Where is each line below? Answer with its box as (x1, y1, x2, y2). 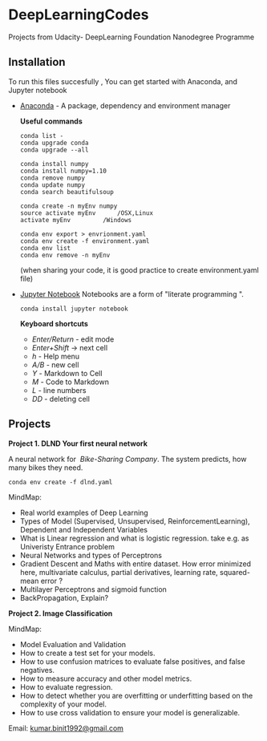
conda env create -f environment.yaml (19, 237, 150, 245)
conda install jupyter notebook (19, 305, 128, 313)
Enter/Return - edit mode (31, 334, 115, 344)
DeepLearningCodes (8, 6, 149, 24)
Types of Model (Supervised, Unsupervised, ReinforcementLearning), (19, 516, 250, 526)
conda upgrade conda (19, 139, 89, 147)
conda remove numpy (19, 174, 86, 182)
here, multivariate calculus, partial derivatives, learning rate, (19, 567, 218, 577)
